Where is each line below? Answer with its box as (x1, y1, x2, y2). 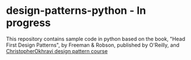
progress (6, 16, 51, 29)
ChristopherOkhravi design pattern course (6, 47, 108, 54)
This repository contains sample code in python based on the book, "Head (6, 35, 186, 42)
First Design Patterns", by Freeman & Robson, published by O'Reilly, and (6, 42, 180, 48)
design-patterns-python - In (6, 4, 146, 17)
